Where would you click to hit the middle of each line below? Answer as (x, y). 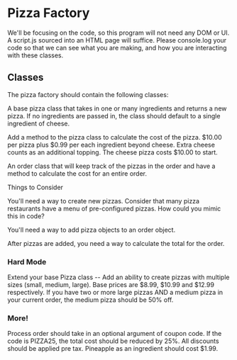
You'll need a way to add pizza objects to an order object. (92, 230)
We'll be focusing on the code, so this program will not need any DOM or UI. (118, 33)
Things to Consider (35, 187)
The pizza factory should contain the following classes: (88, 94)
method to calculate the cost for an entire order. (77, 173)
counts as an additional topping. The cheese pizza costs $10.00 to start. (112, 152)
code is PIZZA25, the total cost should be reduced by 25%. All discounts (113, 341)
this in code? (26, 216)
